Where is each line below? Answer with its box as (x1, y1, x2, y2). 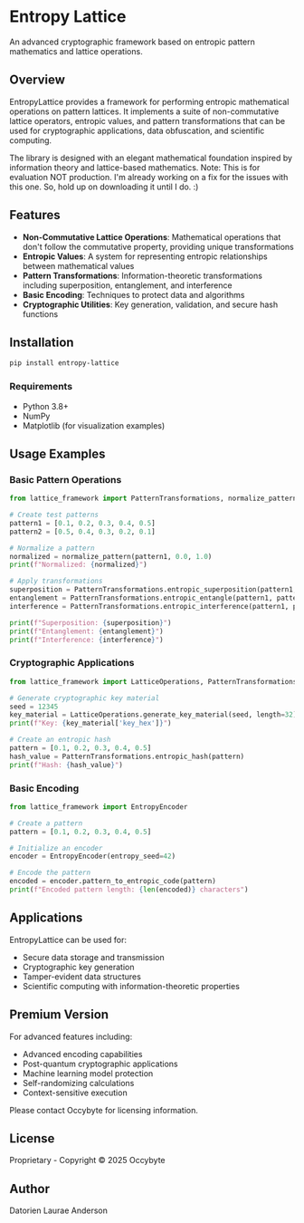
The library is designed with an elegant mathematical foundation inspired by (9, 152, 292, 163)
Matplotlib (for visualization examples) (22, 419, 166, 431)
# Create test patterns (9, 510, 100, 520)
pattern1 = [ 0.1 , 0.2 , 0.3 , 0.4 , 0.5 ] (9, 518, 156, 527)
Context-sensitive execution (22, 1087, 128, 1098)
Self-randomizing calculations (22, 1077, 135, 1088)
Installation (9, 334, 74, 350)
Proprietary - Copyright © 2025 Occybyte (9, 1155, 166, 1166)
